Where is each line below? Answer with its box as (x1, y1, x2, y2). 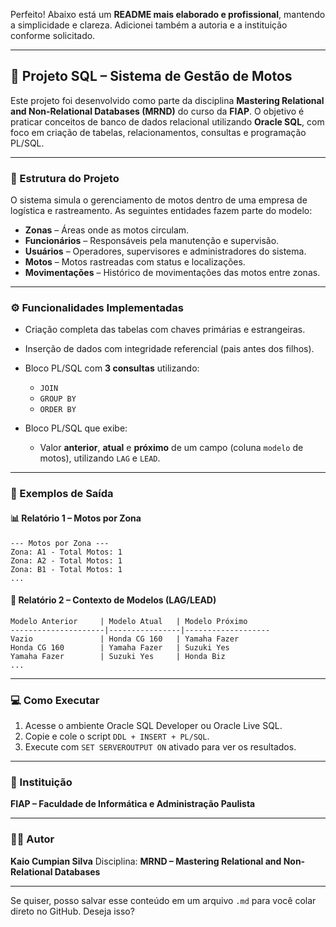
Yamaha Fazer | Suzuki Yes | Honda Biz (10, 651, 226, 661)
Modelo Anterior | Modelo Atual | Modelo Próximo (10, 616, 248, 626)
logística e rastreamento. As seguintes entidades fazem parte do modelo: (10, 205, 313, 217)
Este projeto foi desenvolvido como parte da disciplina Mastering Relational (10, 94, 325, 106)
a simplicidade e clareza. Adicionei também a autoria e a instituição (10, 19, 288, 31)
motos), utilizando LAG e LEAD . (39, 452, 161, 464)
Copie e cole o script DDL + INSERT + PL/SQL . (24, 730, 210, 743)
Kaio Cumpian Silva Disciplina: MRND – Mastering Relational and (10, 855, 282, 867)
